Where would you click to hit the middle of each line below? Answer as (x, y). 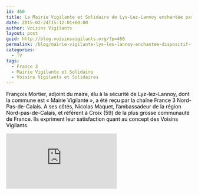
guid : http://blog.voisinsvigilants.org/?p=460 (66, 39)
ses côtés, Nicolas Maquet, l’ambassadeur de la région (115, 107)
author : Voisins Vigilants (39, 28)
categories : (21, 50)
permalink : (19, 45)
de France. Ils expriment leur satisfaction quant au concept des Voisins (92, 119)
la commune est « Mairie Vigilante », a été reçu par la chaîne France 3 (91, 100)
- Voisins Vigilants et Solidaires (55, 77)
